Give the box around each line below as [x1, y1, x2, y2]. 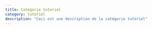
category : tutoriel [5, 12, 46, 17]
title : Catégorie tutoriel [5, 7, 61, 12]
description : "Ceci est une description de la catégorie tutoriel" [5, 16, 148, 21]
